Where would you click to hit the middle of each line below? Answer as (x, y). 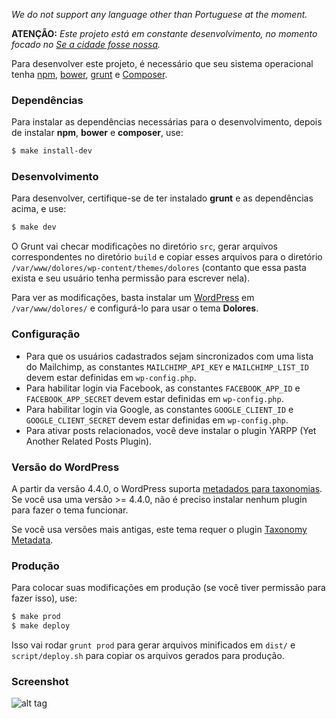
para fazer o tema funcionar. (70, 510)
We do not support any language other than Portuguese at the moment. (159, 14)
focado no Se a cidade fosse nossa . (86, 44)
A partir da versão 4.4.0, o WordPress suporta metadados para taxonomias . (167, 488)
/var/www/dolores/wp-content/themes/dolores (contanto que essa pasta (159, 268)
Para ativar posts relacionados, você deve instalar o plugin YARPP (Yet (171, 430)
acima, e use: (39, 209)
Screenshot (40, 681)
